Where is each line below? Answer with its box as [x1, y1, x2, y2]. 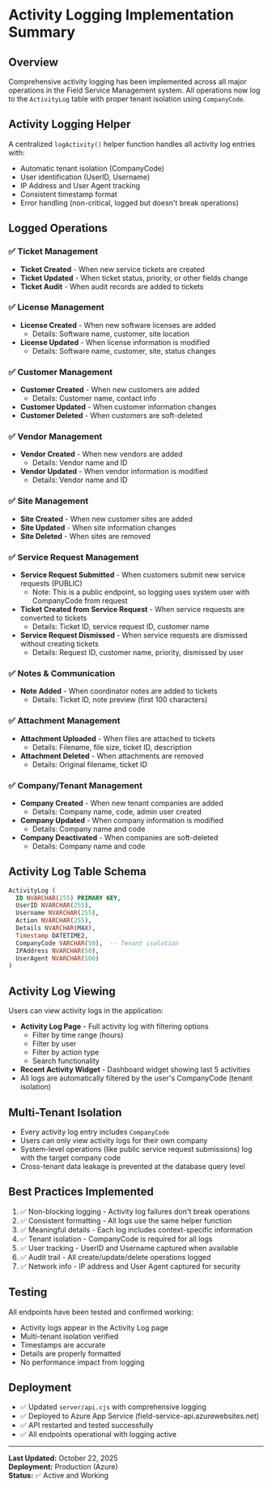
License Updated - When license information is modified [19, 337, 210, 347]
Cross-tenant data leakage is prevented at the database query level [19, 1161, 245, 1171]
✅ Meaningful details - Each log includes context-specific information [19, 1224, 253, 1235]
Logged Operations [8, 222, 108, 235]
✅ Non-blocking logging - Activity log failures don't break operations [19, 1206, 250, 1216]
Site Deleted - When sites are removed [19, 531, 151, 541]
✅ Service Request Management [8, 551, 139, 563]
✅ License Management [8, 302, 105, 313]
